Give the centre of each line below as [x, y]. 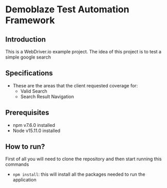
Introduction [26, 39]
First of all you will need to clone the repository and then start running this [83, 159]
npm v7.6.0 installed [34, 125]
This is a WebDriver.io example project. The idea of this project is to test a [83, 52]
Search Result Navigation [47, 97]
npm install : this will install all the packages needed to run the [79, 174]
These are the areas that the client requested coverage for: [75, 85]
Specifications [29, 73]
